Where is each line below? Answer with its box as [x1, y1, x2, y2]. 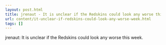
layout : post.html [5, 7, 43, 12]
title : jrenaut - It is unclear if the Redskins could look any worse [5, 12, 154, 17]
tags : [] [5, 21, 23, 26]
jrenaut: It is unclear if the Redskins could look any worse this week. [5, 35, 143, 41]
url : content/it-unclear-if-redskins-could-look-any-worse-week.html [5, 16, 152, 21]
